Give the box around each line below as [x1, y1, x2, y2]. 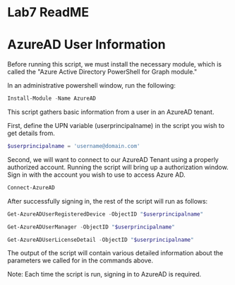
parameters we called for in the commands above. [7, 256, 154, 265]
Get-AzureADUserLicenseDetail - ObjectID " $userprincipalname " [7, 236, 194, 243]
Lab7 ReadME [7, 4, 90, 21]
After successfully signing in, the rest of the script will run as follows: [7, 197, 208, 205]
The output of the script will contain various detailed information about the [7, 249, 224, 257]
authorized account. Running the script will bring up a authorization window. [7, 163, 229, 171]
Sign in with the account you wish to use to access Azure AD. [7, 170, 186, 179]
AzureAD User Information [7, 37, 166, 53]
